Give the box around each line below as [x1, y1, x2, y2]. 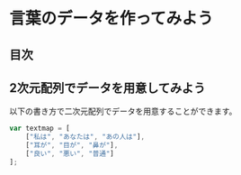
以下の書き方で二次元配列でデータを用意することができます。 [9, 106, 237, 117]
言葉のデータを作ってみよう [9, 8, 214, 29]
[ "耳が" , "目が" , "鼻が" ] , [25, 141, 119, 150]
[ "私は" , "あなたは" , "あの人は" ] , [25, 133, 146, 142]
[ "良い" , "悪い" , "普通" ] [25, 150, 114, 159]
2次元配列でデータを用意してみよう [9, 80, 206, 96]
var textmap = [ [9, 124, 70, 134]
